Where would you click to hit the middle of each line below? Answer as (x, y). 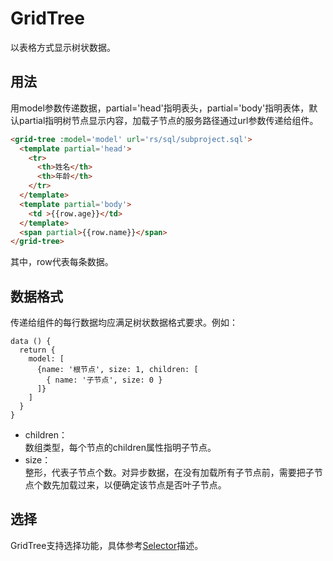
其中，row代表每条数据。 (62, 262)
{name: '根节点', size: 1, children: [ (117, 370)
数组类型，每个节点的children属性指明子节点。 (120, 448)
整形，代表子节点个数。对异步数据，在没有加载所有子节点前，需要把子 (169, 473)
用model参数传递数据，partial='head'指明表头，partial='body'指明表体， (160, 108)
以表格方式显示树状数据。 (63, 47)
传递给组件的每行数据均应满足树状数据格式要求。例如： (124, 323)
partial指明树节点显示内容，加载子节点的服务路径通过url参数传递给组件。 (168, 120)
